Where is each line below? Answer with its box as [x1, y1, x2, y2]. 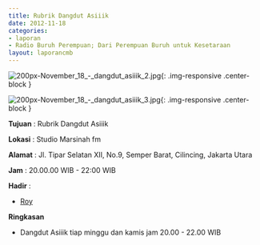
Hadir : [8, 181, 31, 191]
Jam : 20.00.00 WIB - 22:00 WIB [8, 166, 116, 175]
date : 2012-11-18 [8, 19, 66, 27]
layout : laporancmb [8, 49, 74, 57]
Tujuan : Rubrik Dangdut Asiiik [8, 119, 109, 128]
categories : [8, 26, 48, 34]
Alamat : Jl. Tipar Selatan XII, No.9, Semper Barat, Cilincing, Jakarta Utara [8, 150, 253, 159]
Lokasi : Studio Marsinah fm [8, 135, 102, 144]
